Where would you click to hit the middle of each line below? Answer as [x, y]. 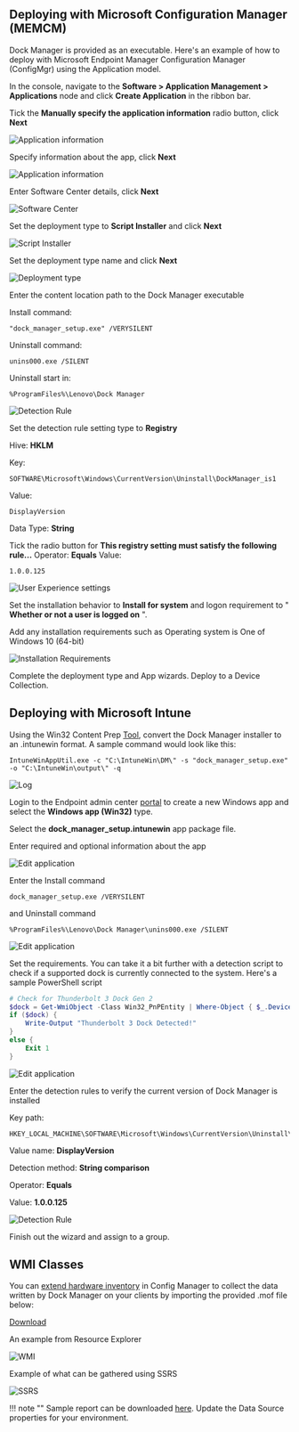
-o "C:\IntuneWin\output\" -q [65, 768]
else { [21, 1040]
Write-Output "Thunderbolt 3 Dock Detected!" [111, 1023]
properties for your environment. [69, 1418]
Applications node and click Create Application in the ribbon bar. [130, 95]
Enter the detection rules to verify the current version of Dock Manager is [144, 1091]
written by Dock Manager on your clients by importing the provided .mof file [148, 1296]
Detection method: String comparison [79, 1168]
